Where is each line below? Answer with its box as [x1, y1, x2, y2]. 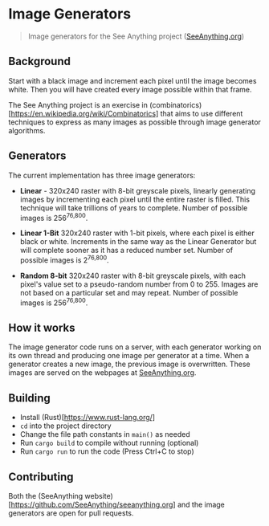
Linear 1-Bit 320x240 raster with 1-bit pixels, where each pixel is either [19, 228, 255, 238]
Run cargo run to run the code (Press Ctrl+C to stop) [19, 446, 194, 456]
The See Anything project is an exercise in [8, 100, 149, 109]
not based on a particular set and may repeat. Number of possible [19, 287, 238, 297]
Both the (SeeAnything [8, 491, 84, 500]
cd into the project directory [19, 421, 112, 430]
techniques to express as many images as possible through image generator [8, 117, 261, 127]
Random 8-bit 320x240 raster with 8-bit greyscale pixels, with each [19, 271, 247, 280]
